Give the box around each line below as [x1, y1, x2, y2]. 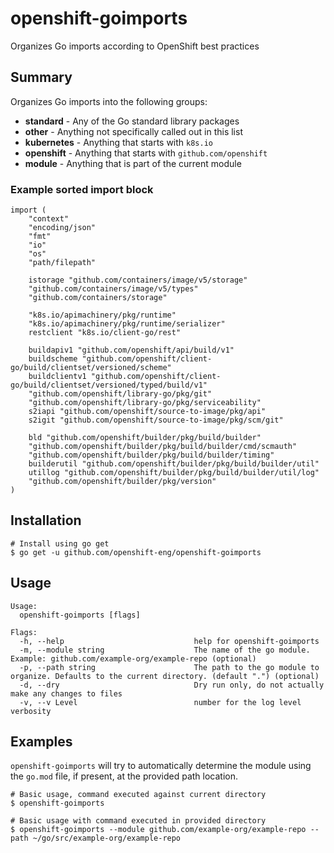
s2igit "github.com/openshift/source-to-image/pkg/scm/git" [28, 415, 284, 426]
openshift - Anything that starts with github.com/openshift [24, 147, 268, 159]
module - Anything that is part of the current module [24, 157, 242, 169]
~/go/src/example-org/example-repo [32, 833, 182, 844]
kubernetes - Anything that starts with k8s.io [24, 136, 213, 148]
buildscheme [28, 354, 78, 364]
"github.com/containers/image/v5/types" [28, 284, 199, 294]
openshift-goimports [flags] [19, 610, 141, 620]
